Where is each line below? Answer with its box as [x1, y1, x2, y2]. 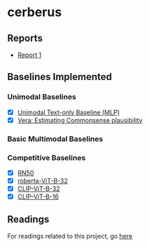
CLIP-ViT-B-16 [17, 192, 60, 201]
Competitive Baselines [7, 152, 86, 162]
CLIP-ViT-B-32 [17, 185, 60, 193]
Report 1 [17, 51, 42, 59]
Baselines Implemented [7, 71, 112, 83]
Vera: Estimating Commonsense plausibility [17, 116, 143, 124]
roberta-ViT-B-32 [17, 177, 68, 185]
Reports [7, 32, 43, 44]
